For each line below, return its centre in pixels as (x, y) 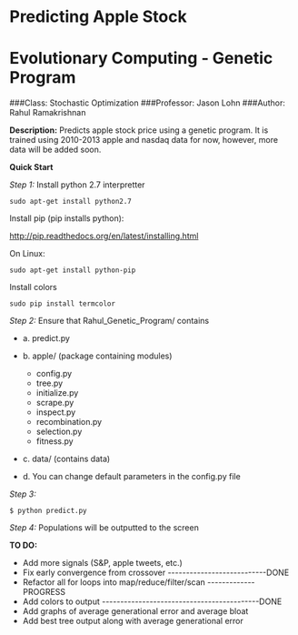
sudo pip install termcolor (63, 304)
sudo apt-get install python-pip (73, 270)
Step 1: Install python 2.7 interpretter (77, 185)
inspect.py (56, 412)
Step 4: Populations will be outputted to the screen (104, 528)
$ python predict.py (49, 511)
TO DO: (24, 545)
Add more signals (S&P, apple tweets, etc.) (103, 563)
